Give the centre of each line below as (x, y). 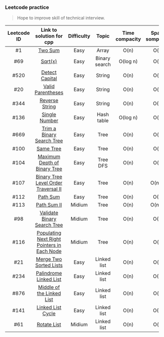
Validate (49, 213)
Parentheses (49, 93)
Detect (49, 72)
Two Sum (49, 50)
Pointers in (49, 245)
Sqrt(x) (49, 62)
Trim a (49, 128)
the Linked (49, 294)
